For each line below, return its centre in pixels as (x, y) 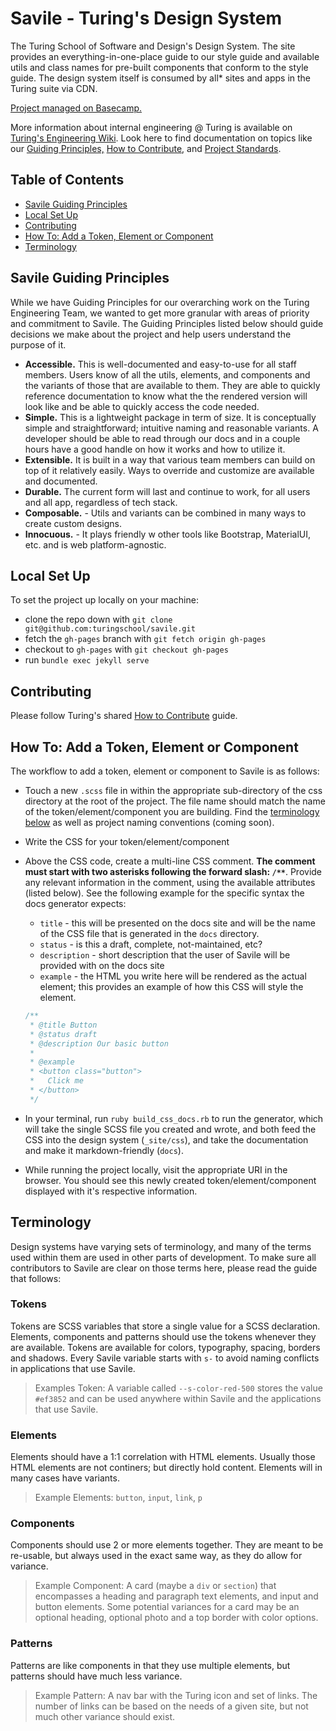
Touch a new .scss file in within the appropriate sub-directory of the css (173, 790)
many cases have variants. (65, 1478)
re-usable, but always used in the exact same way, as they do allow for (156, 1556)
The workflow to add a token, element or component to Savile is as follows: (165, 771)
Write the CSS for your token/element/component (127, 841)
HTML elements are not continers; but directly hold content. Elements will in (166, 1468)
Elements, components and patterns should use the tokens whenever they (163, 1336)
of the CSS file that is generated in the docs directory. (149, 933)
